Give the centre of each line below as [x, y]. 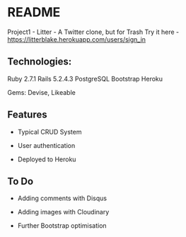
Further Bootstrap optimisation [62, 226]
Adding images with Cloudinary [63, 212]
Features [27, 115]
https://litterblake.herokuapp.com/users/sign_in [77, 39]
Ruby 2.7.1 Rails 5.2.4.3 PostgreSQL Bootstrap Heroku [85, 79]
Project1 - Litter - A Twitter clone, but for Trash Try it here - [93, 32]
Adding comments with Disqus [62, 198]
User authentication [46, 145]
